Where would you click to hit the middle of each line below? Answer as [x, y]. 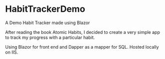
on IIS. [12, 52]
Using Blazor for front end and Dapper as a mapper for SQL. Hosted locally [82, 47]
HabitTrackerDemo [45, 9]
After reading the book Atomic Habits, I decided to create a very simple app [83, 32]
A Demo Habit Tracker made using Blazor [48, 23]
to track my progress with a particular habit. [50, 37]
